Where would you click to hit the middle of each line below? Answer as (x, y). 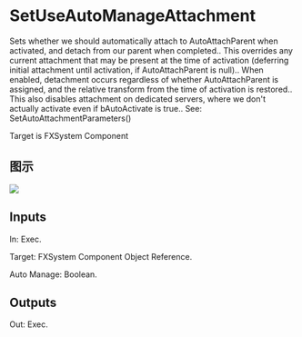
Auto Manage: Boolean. (53, 274)
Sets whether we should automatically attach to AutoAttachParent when (144, 41)
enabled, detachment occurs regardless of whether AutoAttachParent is (144, 79)
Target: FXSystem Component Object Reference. (101, 256)
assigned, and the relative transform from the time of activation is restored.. (151, 89)
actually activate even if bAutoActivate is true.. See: (106, 108)
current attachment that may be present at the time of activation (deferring (149, 60)
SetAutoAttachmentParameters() (70, 118)
